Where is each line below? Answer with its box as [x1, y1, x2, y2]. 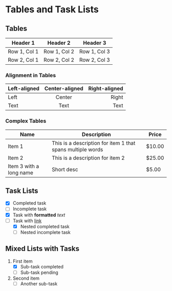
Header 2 [47, 40, 71, 46]
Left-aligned [8, 85, 40, 92]
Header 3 [83, 40, 106, 46]
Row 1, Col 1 [8, 48, 39, 55]
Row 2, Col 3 [79, 57, 110, 63]
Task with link [12, 217, 42, 224]
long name [8, 169, 33, 176]
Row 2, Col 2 [43, 57, 75, 63]
